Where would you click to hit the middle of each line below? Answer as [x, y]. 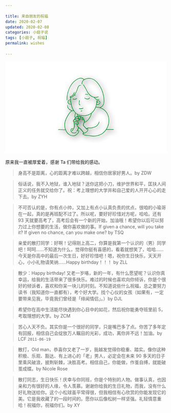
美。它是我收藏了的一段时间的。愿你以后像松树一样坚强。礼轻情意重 [90, 399]
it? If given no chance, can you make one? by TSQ [71, 232]
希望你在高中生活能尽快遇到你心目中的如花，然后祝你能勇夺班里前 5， [92, 309]
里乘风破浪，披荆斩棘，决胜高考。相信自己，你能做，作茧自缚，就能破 [92, 362]
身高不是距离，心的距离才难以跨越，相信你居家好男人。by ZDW [85, 173]
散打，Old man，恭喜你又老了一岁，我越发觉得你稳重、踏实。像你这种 [92, 349]
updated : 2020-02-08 [27, 27]
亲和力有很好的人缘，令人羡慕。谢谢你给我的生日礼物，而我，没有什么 [92, 386]
